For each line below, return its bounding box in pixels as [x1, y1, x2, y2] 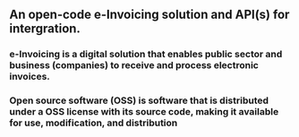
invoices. [9, 71, 51, 83]
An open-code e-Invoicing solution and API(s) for [9, 7, 290, 22]
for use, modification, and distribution [9, 116, 178, 129]
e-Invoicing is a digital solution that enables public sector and [9, 48, 283, 61]
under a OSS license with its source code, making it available [9, 106, 279, 118]
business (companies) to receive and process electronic [9, 59, 260, 72]
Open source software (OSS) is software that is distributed [9, 94, 269, 107]
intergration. [9, 21, 81, 37]
